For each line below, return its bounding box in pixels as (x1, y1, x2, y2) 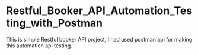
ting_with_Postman (6, 16, 103, 30)
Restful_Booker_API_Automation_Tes (6, 4, 193, 18)
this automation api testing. (6, 42, 72, 49)
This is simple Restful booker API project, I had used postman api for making (6, 36, 193, 43)
